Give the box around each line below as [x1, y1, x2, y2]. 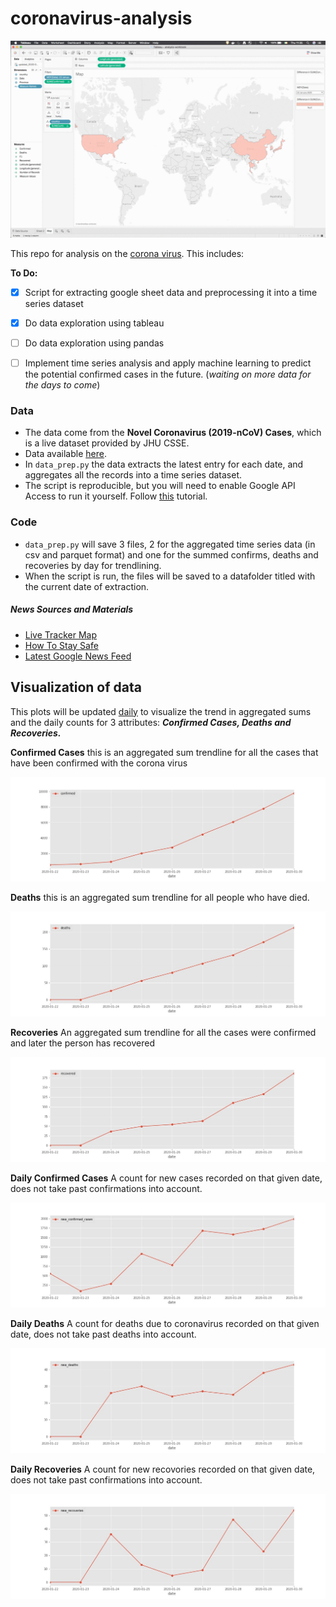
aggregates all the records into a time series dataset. [24, 469, 242, 481]
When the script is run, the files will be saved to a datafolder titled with [24, 570, 316, 582]
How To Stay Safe [24, 639, 99, 651]
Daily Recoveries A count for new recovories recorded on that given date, [10, 1463, 316, 1475]
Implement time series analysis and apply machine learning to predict [24, 357, 312, 369]
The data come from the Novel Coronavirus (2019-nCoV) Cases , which [24, 427, 322, 439]
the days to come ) [24, 379, 101, 391]
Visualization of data [10, 679, 142, 696]
